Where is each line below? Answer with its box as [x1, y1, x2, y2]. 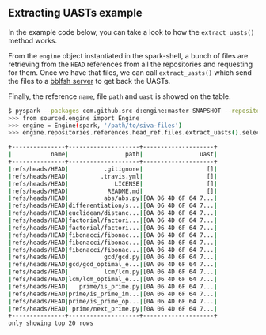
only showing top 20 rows [8, 319, 93, 327]
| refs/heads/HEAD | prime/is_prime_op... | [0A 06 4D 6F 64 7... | [8, 297, 218, 305]
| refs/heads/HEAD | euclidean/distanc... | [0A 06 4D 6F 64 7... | [8, 209, 218, 217]
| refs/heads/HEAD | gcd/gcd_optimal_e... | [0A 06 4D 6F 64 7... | [8, 261, 218, 269]
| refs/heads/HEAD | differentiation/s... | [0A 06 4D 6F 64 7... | [8, 201, 218, 210]
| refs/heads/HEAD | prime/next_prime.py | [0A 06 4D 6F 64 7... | [8, 304, 218, 313]
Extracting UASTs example [8, 6, 142, 20]
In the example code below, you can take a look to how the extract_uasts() [8, 27, 255, 36]
